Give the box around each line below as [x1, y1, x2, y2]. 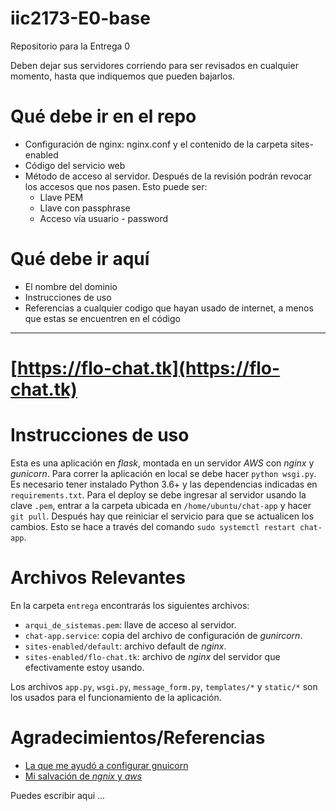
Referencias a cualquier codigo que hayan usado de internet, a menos [24, 302, 314, 314]
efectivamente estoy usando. [24, 661, 145, 673]
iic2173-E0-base [10, 7, 151, 30]
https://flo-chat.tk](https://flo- [17, 357, 281, 379]
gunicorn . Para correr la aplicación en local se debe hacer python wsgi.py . [10, 467, 317, 479]
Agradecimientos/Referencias [10, 727, 266, 749]
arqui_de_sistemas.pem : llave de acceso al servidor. [24, 618, 237, 631]
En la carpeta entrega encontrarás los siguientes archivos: [10, 599, 250, 611]
